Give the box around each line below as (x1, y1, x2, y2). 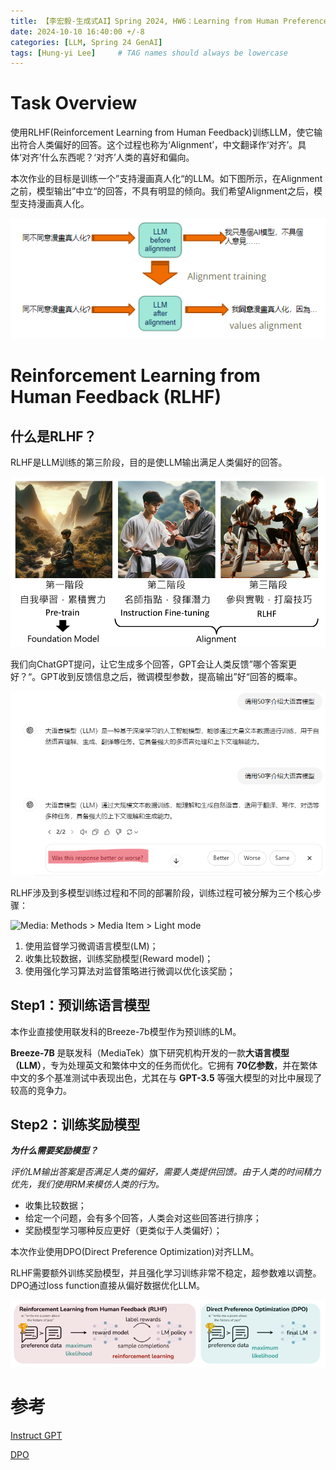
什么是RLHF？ (10, 428, 97, 445)
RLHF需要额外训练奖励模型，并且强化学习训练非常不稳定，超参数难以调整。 (10, 1267, 322, 1279)
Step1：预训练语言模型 (10, 997, 151, 1014)
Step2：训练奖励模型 (10, 1116, 141, 1133)
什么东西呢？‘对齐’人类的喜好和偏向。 (41, 151, 195, 164)
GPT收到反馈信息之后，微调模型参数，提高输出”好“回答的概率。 (40, 671, 303, 683)
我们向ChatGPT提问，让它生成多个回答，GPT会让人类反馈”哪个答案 (10, 658, 288, 670)
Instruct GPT (10, 1429, 63, 1441)
